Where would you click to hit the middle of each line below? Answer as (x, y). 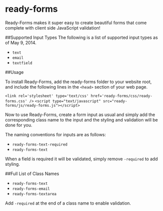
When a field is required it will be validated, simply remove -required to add (81, 159)
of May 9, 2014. (21, 42)
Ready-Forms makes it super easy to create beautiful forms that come (76, 23)
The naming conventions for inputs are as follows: (56, 134)
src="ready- (115, 101)
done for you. (19, 125)
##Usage (14, 72)
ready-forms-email (31, 189)
